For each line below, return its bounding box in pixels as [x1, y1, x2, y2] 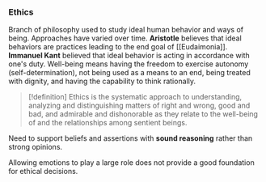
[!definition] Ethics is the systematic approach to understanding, [27, 92, 243, 102]
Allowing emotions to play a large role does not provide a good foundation [8, 158, 255, 167]
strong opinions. [8, 142, 63, 152]
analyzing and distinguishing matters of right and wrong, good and [27, 100, 251, 111]
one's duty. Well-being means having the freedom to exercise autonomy [8, 59, 249, 69]
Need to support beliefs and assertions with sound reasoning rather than [8, 133, 253, 143]
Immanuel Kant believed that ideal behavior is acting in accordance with [8, 51, 251, 61]
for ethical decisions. [8, 167, 78, 176]
